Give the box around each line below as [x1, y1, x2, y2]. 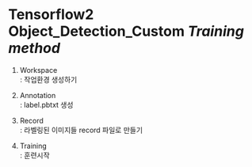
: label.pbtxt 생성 [19, 100, 74, 109]
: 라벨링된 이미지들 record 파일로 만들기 [19, 125, 143, 135]
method [8, 40, 61, 57]
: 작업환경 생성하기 [19, 74, 78, 84]
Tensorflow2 [8, 6, 94, 24]
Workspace [19, 65, 58, 74]
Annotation [19, 90, 56, 100]
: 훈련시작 [19, 150, 50, 160]
